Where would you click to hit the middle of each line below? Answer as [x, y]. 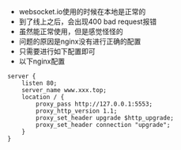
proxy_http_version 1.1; [77, 111]
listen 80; [40, 83]
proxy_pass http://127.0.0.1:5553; [94, 104]
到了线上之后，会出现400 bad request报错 [88, 21]
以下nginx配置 [41, 61]
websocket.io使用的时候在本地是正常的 [82, 12]
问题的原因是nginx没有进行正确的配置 [80, 41]
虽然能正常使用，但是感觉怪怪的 [71, 31]
